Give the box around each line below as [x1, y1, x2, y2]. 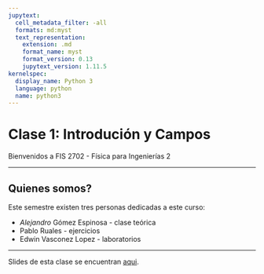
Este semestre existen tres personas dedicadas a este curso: [8, 203, 206, 212]
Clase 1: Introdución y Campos [8, 126, 211, 144]
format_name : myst [22, 48, 82, 56]
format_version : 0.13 [22, 56, 93, 64]
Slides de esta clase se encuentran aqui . [8, 257, 139, 266]
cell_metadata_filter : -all [15, 19, 108, 27]
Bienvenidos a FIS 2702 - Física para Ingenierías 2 [8, 152, 171, 161]
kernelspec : [8, 70, 47, 78]
